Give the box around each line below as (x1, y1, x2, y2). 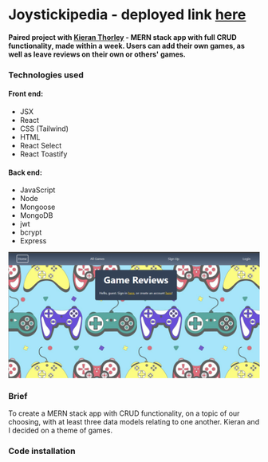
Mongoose (19, 202, 56, 212)
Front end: (8, 89, 44, 99)
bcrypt (19, 227, 42, 237)
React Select (19, 140, 62, 150)
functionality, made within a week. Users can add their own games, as (8, 41, 246, 50)
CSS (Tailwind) (19, 124, 69, 133)
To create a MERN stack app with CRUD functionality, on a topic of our (8, 409, 240, 418)
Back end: (8, 168, 42, 177)
